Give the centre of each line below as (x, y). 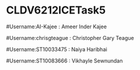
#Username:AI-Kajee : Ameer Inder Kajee (57, 26)
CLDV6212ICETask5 (56, 10)
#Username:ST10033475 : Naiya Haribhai (57, 49)
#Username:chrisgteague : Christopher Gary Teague (70, 38)
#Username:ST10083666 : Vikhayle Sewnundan (64, 61)
